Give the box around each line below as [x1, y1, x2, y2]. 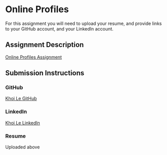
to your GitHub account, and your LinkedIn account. [5, 25, 114, 32]
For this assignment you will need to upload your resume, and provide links [5, 20, 162, 26]
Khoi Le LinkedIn [5, 119, 41, 126]
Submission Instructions [5, 69, 85, 77]
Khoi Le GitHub [5, 96, 37, 102]
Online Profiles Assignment [5, 54, 62, 60]
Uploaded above [5, 144, 40, 150]
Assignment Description [5, 41, 84, 49]
